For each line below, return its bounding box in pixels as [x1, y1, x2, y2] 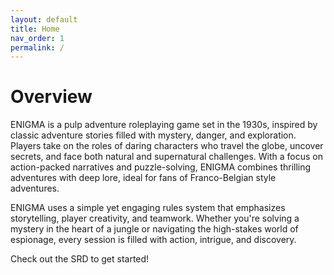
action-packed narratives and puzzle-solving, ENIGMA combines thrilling [10, 161, 312, 173]
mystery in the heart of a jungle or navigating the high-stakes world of [10, 223, 299, 235]
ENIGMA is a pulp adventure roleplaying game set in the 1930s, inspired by [10, 119, 318, 131]
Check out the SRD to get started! [10, 253, 150, 265]
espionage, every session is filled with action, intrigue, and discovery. [10, 234, 297, 246]
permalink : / [10, 42, 65, 53]
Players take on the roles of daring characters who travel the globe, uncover [10, 140, 324, 152]
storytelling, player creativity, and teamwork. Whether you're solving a [10, 212, 300, 225]
